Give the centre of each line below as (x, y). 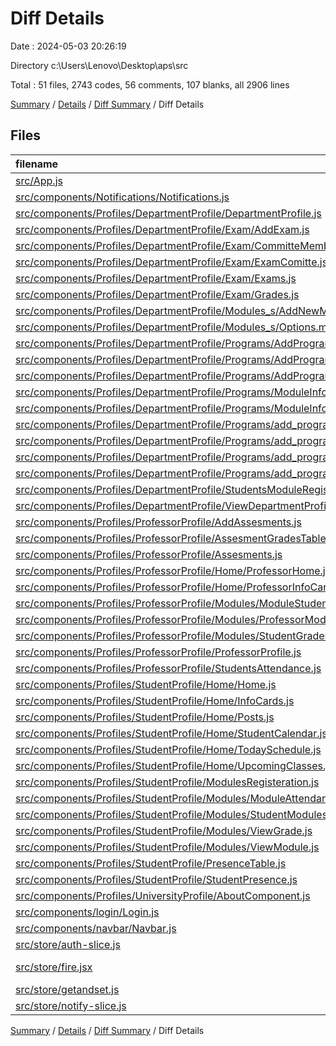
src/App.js (39, 180)
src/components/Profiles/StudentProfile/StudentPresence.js (156, 879)
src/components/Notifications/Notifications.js (122, 197)
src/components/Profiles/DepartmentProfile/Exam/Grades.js (157, 294)
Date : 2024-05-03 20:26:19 (68, 46)
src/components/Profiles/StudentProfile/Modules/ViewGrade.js (164, 830)
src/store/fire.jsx (54, 967)
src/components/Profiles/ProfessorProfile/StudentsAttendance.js (168, 668)
